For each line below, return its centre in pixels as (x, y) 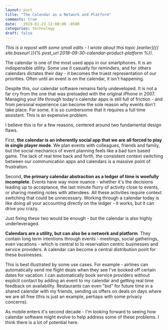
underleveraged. (22, 224)
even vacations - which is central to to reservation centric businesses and (82, 244)
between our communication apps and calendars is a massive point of (78, 161)
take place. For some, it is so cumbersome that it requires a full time (75, 110)
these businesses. (24, 255)
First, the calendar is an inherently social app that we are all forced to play (84, 140)
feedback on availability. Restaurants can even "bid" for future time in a (79, 286)
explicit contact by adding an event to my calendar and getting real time (80, 280)
